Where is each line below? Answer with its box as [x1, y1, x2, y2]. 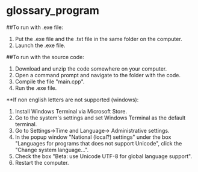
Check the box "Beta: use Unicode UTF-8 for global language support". [14, 152, 193, 160]
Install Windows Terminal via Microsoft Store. [14, 107, 128, 115]
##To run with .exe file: [6, 24, 63, 31]
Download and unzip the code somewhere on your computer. [14, 65, 167, 72]
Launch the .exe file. [14, 42, 66, 49]
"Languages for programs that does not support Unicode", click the [14, 139, 182, 147]
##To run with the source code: [6, 53, 84, 60]
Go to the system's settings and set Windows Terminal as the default [14, 114, 186, 121]
